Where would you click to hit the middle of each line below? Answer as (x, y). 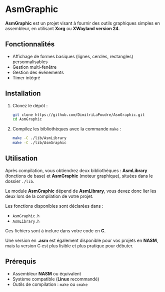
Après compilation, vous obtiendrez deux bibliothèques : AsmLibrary (76, 170)
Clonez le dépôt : (30, 105)
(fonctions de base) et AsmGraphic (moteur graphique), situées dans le (79, 176)
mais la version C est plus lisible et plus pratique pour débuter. (69, 246)
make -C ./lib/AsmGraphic (39, 143)
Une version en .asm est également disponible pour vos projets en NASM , (82, 240)
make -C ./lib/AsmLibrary (39, 138)
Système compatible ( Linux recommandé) (56, 279)
